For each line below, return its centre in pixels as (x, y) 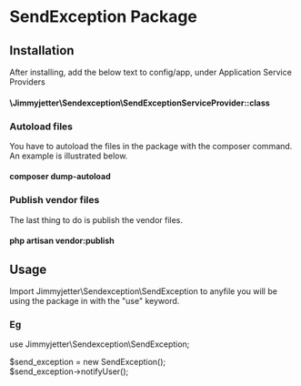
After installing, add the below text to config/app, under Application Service (151, 72)
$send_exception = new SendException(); (88, 362)
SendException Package (104, 17)
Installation (42, 51)
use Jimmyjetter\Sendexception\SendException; (100, 344)
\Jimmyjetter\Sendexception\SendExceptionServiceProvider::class (140, 103)
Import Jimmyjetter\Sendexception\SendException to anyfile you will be (143, 291)
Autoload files (41, 127)
